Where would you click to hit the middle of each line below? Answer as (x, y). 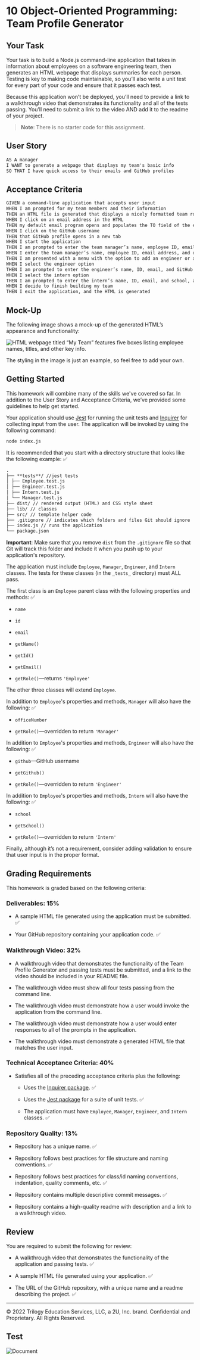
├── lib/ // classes (32, 509)
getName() (27, 645)
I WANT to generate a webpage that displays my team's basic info (90, 165)
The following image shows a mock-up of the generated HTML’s (85, 324)
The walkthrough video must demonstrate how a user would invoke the (102, 1006)
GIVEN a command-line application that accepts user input (81, 203)
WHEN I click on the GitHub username (53, 231)
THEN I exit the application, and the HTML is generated (78, 292)
